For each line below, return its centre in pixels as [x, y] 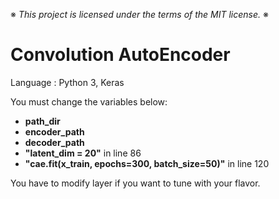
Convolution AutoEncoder [120, 55]
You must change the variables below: [89, 101]
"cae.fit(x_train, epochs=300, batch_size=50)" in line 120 [147, 163]
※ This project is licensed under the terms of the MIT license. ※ [139, 14]
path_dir [42, 121]
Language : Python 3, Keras [67, 82]
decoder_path [54, 142]
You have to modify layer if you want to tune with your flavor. [135, 183]
